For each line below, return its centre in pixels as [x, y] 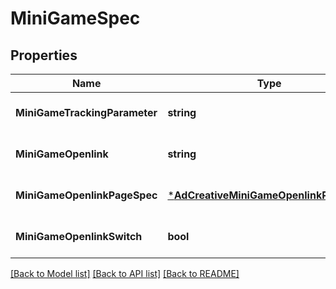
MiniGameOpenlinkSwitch [79, 236]
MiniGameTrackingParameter [86, 112]
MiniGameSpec [75, 18]
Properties [44, 55]
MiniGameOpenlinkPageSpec [86, 195]
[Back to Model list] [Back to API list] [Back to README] [125, 273]
